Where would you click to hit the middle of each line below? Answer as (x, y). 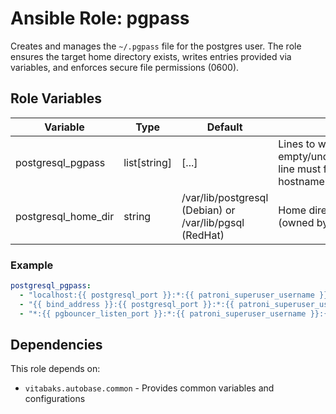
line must (300, 169)
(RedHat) (203, 235)
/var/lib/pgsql (213, 222)
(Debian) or (208, 210)
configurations (55, 399)
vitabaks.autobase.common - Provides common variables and (149, 388)
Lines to (297, 144)
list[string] (148, 162)
